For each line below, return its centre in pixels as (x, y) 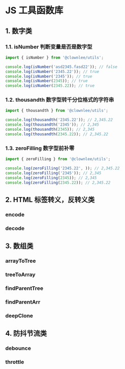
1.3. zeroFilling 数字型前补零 (40, 148)
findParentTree (24, 288)
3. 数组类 (19, 246)
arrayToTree (21, 261)
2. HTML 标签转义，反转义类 (50, 200)
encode (15, 214)
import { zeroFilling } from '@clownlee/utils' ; (58, 159)
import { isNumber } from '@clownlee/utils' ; (54, 57)
